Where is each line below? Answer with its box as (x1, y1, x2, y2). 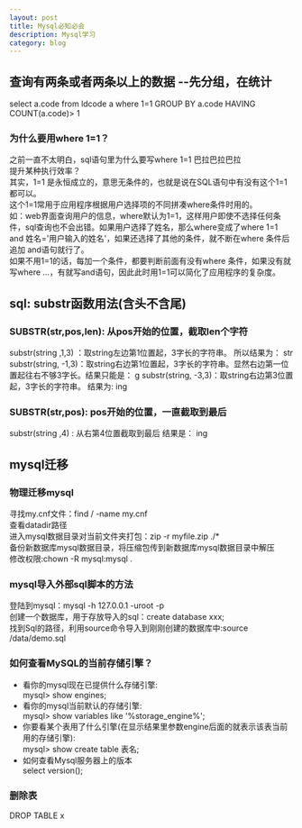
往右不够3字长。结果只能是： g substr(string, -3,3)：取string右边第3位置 (24, 370, 294, 381)
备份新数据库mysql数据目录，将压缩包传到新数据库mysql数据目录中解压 (9, 542, 275, 553)
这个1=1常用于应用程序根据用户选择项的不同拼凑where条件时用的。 (9, 199, 258, 210)
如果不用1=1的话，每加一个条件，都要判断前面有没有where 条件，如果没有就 (9, 256, 291, 267)
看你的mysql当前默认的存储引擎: (22, 700, 142, 711)
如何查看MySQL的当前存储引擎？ (9, 657, 153, 669)
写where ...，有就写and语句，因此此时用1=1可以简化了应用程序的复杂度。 (9, 267, 281, 278)
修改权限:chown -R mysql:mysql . (9, 553, 133, 564)
